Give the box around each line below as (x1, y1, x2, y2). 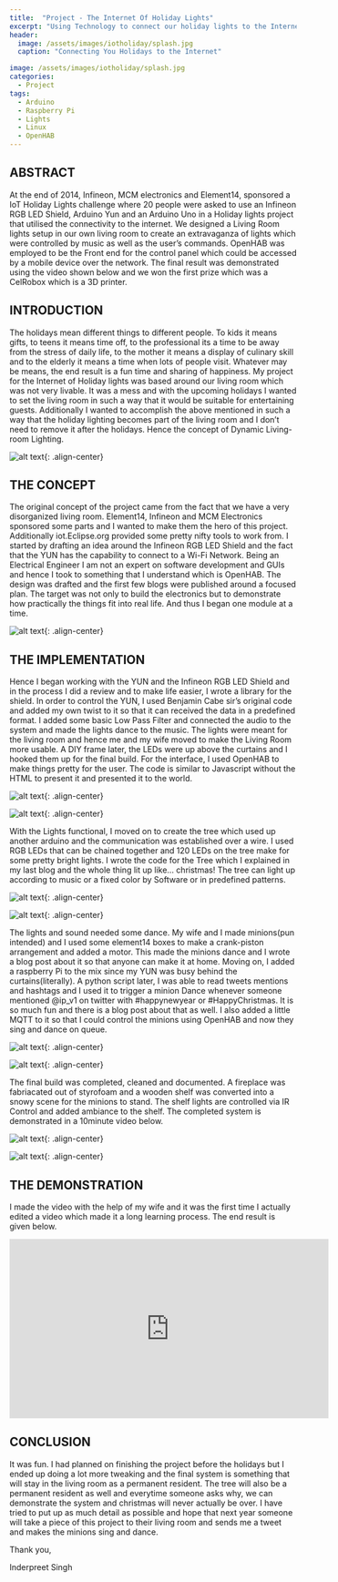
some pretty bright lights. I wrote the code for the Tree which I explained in (9, 855, 290, 866)
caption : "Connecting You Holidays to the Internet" (17, 47, 222, 56)
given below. (9, 1221, 57, 1232)
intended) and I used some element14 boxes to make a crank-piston (9, 937, 264, 948)
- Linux (17, 123, 47, 132)
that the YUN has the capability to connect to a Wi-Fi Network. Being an (9, 550, 280, 561)
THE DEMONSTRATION (9, 1177, 144, 1193)
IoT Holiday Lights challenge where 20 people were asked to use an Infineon (9, 199, 297, 209)
